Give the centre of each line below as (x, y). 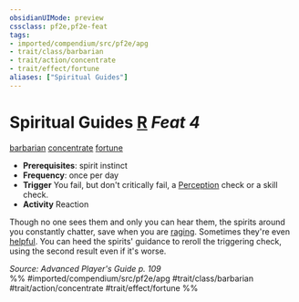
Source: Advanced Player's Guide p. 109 (85, 268)
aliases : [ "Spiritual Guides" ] (69, 78)
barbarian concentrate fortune (66, 148)
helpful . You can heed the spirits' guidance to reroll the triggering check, (146, 241)
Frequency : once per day (71, 175)
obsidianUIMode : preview (57, 18)
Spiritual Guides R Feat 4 (105, 122)
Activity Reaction (56, 204)
